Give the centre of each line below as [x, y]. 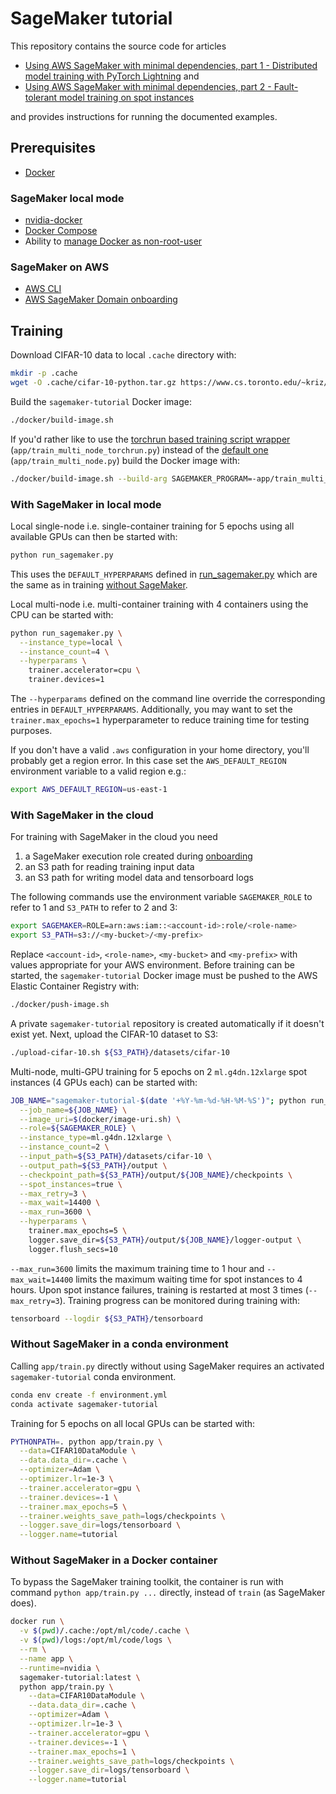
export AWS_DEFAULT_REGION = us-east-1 [89, 790]
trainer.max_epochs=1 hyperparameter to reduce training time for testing [160, 720]
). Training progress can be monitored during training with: [180, 1300]
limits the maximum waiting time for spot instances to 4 [189, 1279]
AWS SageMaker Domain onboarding [101, 299]
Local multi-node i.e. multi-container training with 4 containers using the [159, 604]
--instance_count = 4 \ [64, 652]
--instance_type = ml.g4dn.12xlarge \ [95, 1138]
